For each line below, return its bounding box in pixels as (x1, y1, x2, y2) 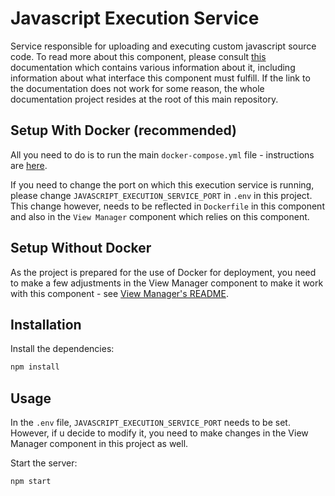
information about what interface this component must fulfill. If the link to (10, 72, 311, 84)
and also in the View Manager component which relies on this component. (10, 210, 310, 222)
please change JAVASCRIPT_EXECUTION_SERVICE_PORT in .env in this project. (10, 189, 313, 201)
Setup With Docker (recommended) (10, 122, 237, 139)
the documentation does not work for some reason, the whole (10, 82, 265, 94)
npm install (10, 362, 60, 372)
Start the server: (10, 457, 78, 469)
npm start (10, 477, 52, 487)
